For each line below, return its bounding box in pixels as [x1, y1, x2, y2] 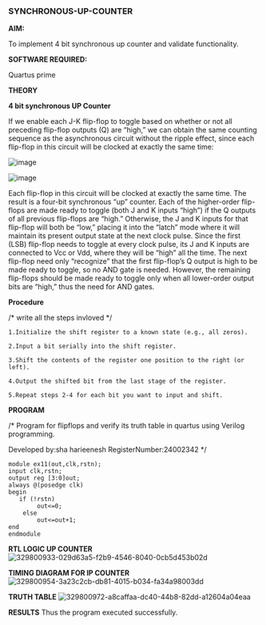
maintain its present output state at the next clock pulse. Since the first [8, 231, 241, 241]
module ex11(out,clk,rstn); [8, 460, 102, 468]
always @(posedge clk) [8, 481, 84, 489]
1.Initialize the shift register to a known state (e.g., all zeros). [8, 328, 248, 336]
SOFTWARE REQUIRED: [8, 54, 88, 65]
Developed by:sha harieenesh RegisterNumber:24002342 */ [8, 445, 208, 455]
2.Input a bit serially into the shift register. [8, 342, 177, 351]
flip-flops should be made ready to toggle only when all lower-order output [8, 273, 255, 283]
